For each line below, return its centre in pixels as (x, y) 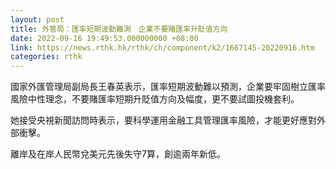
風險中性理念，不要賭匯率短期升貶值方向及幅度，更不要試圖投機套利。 (155, 99)
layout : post (37, 19)
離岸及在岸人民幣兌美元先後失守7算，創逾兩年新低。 (118, 154)
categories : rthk (46, 57)
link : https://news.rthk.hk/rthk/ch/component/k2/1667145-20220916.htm (162, 47)
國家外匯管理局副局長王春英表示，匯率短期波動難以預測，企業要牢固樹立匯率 (168, 87)
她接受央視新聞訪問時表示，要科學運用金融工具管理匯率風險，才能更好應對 (163, 120)
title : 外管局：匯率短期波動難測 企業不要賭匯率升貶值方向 (119, 29)
